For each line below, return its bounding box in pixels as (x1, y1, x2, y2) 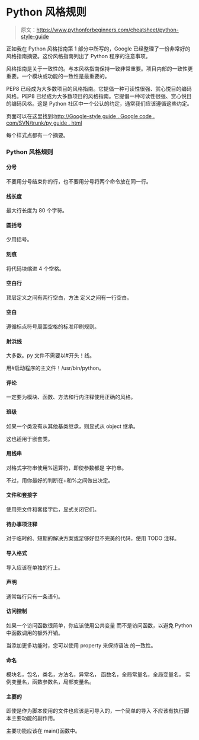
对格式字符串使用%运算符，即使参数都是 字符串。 (6, 464, 127, 471)
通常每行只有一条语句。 (6, 593, 63, 600)
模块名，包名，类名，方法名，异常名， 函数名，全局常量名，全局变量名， (6, 671, 184, 678)
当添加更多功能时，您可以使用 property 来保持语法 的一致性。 (6, 641, 156, 649)
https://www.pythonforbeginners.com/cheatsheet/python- (36, 26, 179, 33)
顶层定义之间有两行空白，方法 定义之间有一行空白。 (6, 294, 132, 301)
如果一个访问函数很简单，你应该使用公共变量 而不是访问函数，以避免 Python (6, 621, 192, 629)
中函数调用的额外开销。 (6, 629, 63, 636)
